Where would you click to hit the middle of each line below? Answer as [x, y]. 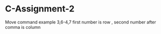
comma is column [23, 27]
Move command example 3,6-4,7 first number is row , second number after [80, 22]
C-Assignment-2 [40, 9]
